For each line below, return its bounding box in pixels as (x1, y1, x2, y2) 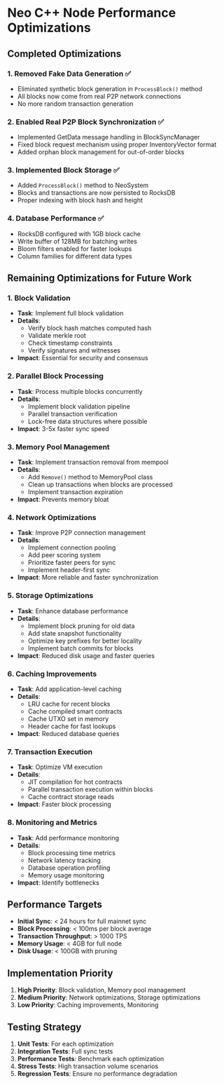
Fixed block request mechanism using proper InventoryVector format (17, 140, 217, 149)
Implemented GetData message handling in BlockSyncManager (17, 133, 200, 142)
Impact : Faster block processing (17, 800, 112, 809)
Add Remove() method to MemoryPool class (27, 473, 153, 482)
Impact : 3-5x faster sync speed (17, 424, 110, 432)
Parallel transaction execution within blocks (27, 785, 153, 793)
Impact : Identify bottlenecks (17, 878, 99, 887)
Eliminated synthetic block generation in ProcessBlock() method (17, 84, 203, 93)
